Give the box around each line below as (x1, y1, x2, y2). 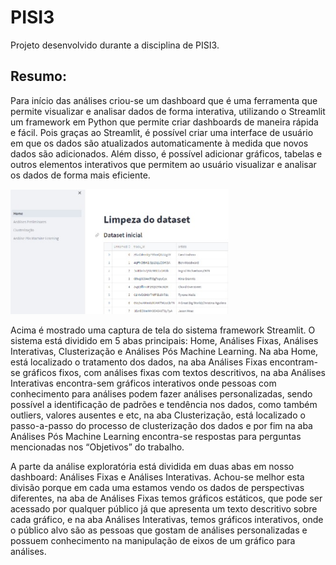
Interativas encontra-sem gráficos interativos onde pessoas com (10, 377, 277, 389)
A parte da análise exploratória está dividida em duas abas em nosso (10, 460, 295, 472)
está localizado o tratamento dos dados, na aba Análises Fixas (10, 356, 268, 368)
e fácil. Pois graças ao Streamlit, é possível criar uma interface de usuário (10, 126, 314, 138)
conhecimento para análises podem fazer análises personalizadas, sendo (10, 387, 313, 400)
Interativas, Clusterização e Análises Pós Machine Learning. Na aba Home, (10, 345, 319, 357)
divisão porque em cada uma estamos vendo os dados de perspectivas (10, 481, 305, 493)
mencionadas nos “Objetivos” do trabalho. (10, 441, 185, 453)
